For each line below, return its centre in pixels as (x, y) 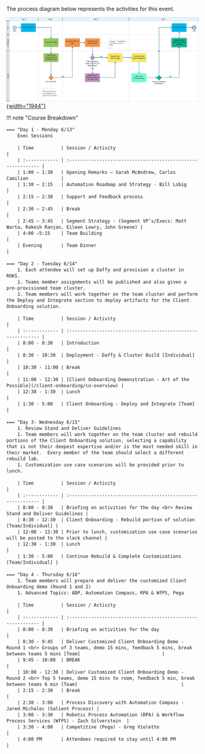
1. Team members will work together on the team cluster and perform (108, 294)
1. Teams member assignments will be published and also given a (102, 282)
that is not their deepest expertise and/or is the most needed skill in (102, 446)
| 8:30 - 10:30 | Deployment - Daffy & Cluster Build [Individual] (106, 355)
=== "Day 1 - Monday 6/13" (41, 130)
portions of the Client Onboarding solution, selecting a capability (97, 440)
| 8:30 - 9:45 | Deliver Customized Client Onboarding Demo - (101, 642)
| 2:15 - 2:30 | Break (49, 690)
